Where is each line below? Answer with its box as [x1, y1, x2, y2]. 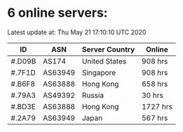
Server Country [81, 44, 135, 54]
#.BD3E [11, 101, 36, 111]
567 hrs [141, 113, 168, 123]
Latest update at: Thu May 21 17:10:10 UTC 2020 [7, 28, 147, 36]
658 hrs [141, 79, 168, 89]
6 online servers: [7, 5, 108, 21]
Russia [81, 90, 104, 100]
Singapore [81, 68, 116, 78]
